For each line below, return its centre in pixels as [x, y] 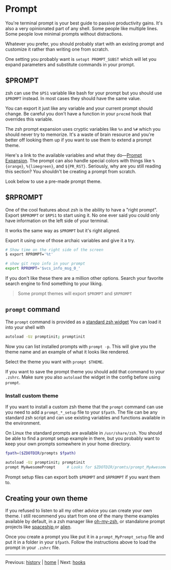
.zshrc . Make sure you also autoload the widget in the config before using [83, 377]
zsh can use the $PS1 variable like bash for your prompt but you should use [84, 93]
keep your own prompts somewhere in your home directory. [68, 444]
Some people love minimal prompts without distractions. [64, 34]
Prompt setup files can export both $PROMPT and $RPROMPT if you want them [83, 477]
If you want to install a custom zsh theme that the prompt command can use [84, 407]
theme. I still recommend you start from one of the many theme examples [82, 516]
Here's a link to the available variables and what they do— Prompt [74, 155]
